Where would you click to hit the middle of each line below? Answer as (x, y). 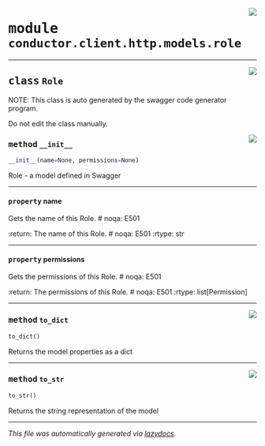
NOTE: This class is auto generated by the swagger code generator (118, 99)
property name (35, 201)
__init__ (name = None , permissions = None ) (74, 161)
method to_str (36, 379)
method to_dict (38, 320)
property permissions (47, 259)
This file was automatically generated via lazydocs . (92, 433)
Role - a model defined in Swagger (65, 175)
